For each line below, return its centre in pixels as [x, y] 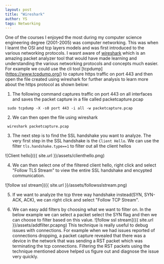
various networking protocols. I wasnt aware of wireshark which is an [75, 53]
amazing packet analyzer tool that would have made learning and [71, 58]
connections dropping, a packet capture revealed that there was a [79, 236]
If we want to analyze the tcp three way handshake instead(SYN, [78, 195]
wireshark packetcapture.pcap [38, 127]
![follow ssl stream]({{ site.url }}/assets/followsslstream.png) [66, 185]
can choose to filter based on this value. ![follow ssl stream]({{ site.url [83, 220]
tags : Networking [23, 23]
